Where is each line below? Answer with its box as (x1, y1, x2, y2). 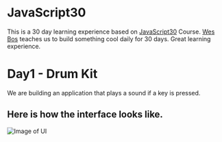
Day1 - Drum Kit (7, 67, 98, 82)
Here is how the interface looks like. (7, 108, 163, 121)
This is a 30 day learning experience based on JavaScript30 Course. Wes (7, 27, 215, 36)
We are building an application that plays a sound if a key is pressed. (7, 88, 201, 97)
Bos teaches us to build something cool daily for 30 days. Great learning (7, 34, 211, 43)
